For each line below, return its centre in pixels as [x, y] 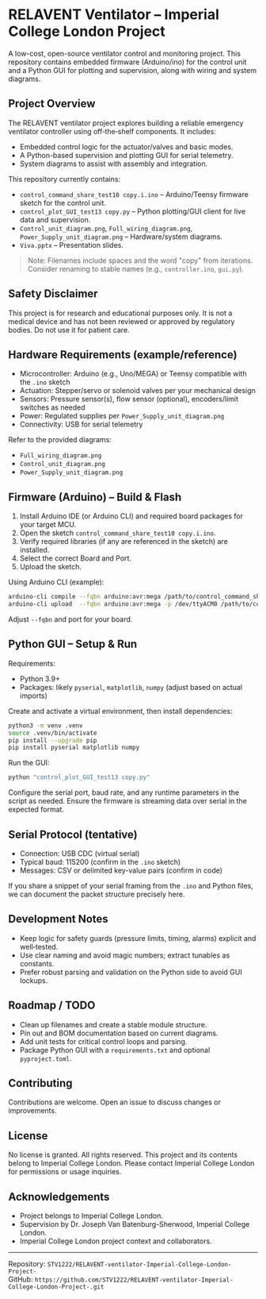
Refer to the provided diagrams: [60, 440]
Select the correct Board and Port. [76, 558]
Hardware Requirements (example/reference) [123, 355]
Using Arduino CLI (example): [56, 582]
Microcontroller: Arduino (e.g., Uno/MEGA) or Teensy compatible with [133, 374]
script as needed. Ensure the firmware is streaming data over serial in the [128, 801]
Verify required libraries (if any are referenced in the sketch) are [123, 542]
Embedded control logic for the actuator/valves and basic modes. [126, 146]
